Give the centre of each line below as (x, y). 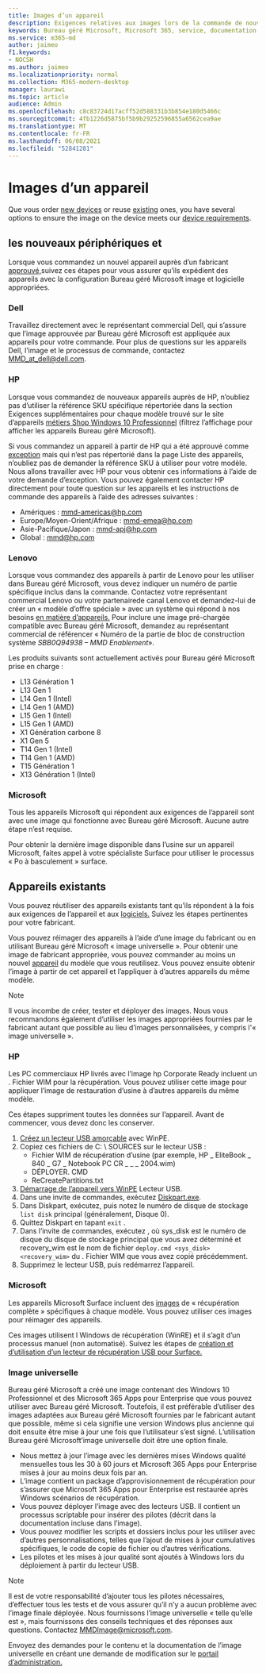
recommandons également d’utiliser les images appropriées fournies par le (131, 1019)
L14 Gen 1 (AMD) (47, 707)
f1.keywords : (30, 52)
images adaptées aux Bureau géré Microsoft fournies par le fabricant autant (132, 1415)
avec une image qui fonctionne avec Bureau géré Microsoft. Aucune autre (129, 821)
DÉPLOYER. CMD (60, 1172)
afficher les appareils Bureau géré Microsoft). (82, 430)
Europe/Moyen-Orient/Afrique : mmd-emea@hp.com (106, 520)
